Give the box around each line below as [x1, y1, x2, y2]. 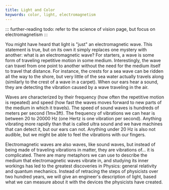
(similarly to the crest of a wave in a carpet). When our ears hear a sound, [5, 79, 159, 85]
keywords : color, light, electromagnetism [5, 12, 96, 17]
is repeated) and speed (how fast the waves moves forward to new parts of [5, 99, 162, 105]
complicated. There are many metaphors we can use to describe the [5, 152, 148, 158]
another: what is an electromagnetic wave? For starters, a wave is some [5, 52, 154, 58]
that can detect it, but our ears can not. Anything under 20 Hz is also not [5, 126, 156, 132]
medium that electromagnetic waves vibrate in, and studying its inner [5, 157, 149, 163]
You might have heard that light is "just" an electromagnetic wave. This [5, 41, 153, 47]
